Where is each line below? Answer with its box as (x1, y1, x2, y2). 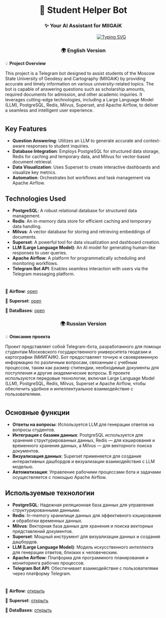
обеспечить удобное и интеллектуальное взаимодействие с (5, 386, 134, 391)
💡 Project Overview (5, 60, 46, 66)
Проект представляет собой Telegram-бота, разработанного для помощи (5, 343, 161, 349)
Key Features (5, 124, 47, 133)
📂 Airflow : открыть (5, 588, 45, 594)
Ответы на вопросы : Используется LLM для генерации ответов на (12, 422, 155, 428)
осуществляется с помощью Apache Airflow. (12, 474, 107, 480)
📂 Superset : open (5, 298, 42, 304)
